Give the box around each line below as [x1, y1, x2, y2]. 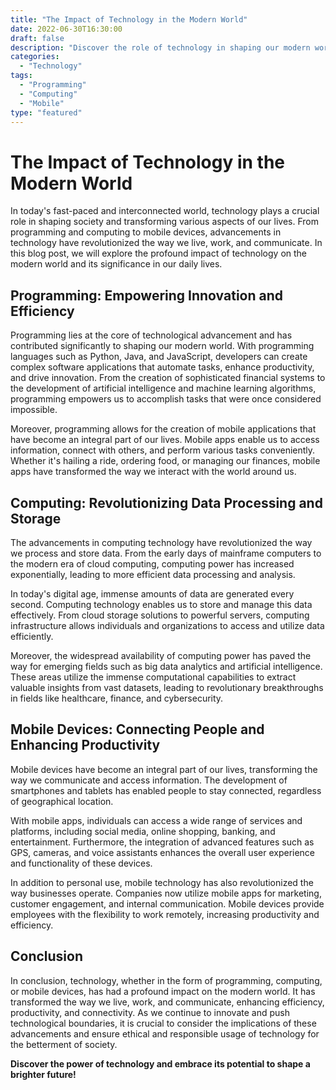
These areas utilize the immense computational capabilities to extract [10, 671, 297, 683]
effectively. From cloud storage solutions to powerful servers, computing [10, 609, 310, 621]
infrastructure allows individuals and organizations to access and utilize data [10, 619, 325, 631]
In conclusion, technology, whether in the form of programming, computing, [10, 974, 323, 986]
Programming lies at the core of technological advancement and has [10, 329, 293, 341]
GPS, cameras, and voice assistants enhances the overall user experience [10, 846, 316, 858]
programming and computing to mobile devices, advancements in [10, 226, 282, 238]
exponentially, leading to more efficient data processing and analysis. [10, 568, 296, 580]
